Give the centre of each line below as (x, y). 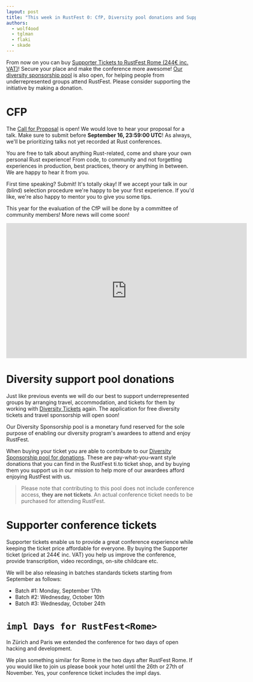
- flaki (21, 40)
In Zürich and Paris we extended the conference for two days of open (92, 642)
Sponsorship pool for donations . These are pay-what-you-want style (91, 457)
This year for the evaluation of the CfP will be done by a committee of (92, 208)
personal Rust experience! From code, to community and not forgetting (94, 159)
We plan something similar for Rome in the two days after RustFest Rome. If (99, 660)
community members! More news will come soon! (68, 214)
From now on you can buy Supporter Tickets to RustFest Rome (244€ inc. (97, 62)
